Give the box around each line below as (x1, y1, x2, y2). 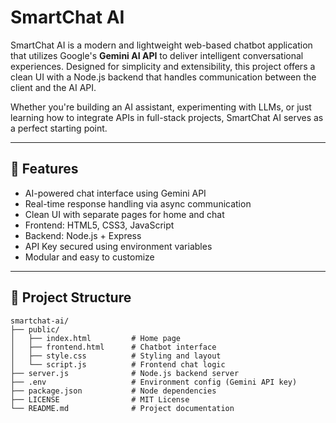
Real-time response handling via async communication (24, 197, 252, 210)
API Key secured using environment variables (24, 240, 213, 252)
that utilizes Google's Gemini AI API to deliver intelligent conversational (10, 49, 304, 61)
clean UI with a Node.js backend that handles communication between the (10, 71, 317, 83)
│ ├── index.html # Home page (10, 333, 182, 343)
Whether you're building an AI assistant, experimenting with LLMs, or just (10, 101, 312, 113)
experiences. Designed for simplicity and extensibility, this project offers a (10, 60, 316, 72)
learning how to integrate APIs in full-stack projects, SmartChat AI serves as (10, 111, 324, 123)
